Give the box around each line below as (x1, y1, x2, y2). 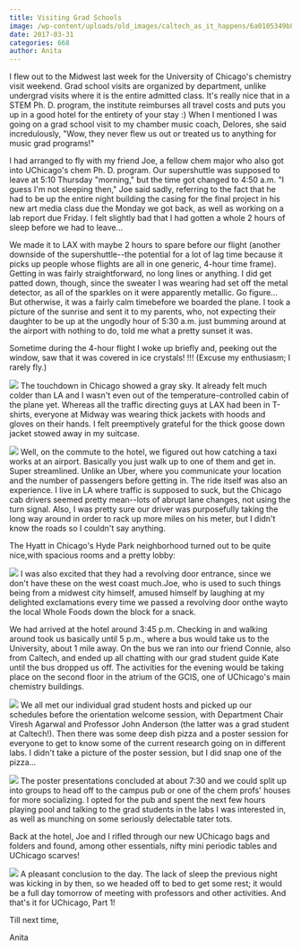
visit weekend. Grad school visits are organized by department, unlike (9, 81, 267, 92)
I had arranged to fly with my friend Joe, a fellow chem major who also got (9, 155, 284, 166)
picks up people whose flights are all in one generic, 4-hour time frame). (9, 259, 277, 269)
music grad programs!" (9, 138, 95, 149)
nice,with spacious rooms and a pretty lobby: (9, 550, 176, 561)
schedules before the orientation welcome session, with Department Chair (9, 709, 284, 720)
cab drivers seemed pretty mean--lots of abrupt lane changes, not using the (9, 495, 291, 506)
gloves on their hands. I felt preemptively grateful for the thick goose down (9, 418, 285, 429)
